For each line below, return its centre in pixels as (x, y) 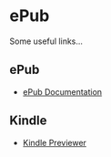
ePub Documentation (62, 91)
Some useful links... (46, 41)
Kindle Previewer (54, 142)
